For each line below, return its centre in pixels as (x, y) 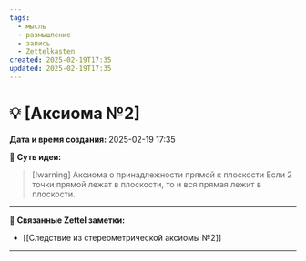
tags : (20, 18)
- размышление (44, 35)
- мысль (32, 26)
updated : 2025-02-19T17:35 (61, 69)
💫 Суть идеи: (36, 156)
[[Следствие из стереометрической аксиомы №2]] (122, 237)
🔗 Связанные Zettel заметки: (67, 220)
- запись (34, 43)
